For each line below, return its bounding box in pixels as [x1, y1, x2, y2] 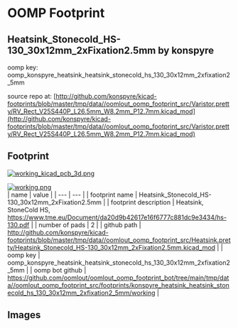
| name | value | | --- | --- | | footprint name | [7, 190, 138, 199]
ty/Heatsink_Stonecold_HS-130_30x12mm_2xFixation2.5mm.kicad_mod [7, 243, 215, 251]
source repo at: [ [7, 92, 56, 100]
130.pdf [7, 220, 30, 229]
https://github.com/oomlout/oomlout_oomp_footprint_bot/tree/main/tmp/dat [7, 273, 229, 282]
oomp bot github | [33, 266, 87, 274]
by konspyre [157, 44, 215, 56]
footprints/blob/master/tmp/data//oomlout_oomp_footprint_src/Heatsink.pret [7, 236, 231, 244]
